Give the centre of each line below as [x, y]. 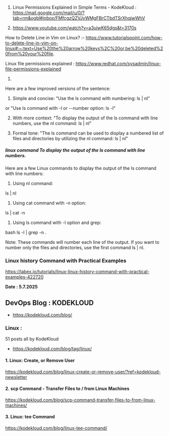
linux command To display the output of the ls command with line [75, 150]
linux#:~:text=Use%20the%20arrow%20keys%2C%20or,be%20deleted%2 [84, 48]
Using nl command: [33, 183]
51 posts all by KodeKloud [32, 339]
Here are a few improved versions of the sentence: [58, 89]
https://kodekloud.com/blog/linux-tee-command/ [56, 428]
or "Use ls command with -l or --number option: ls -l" [61, 108]
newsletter [16, 377]
